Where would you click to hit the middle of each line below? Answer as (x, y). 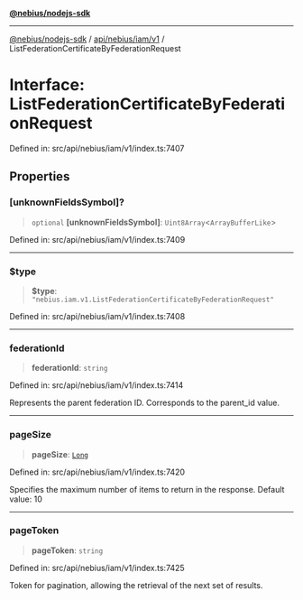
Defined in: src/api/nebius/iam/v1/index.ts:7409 (97, 239)
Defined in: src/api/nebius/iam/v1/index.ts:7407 (97, 148)
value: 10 (26, 499)
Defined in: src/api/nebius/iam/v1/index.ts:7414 (96, 385)
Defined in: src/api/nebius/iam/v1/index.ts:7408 (97, 316)
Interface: (47, 85)
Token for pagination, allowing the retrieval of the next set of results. (136, 585)
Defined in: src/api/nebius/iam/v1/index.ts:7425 (97, 568)
